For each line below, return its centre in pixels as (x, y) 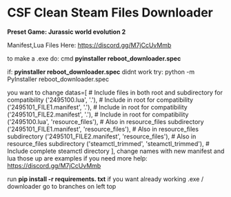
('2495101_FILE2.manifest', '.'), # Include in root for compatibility (98, 114)
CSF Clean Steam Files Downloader (110, 13)
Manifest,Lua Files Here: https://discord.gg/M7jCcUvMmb (89, 45)
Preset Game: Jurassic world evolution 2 (67, 32)
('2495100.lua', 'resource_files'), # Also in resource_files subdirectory (106, 121)
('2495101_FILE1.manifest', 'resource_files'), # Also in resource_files (103, 129)
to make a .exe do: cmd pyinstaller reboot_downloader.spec (94, 58)
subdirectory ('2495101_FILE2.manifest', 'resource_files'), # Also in (102, 136)
